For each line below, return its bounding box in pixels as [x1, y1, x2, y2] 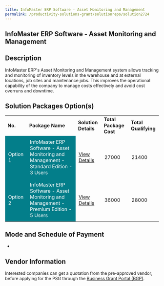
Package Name [29, 122, 65, 129]
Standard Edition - [30, 163, 72, 170]
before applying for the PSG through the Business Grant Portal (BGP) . [5, 276, 145, 282]
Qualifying [131, 125, 156, 132]
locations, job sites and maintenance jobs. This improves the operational [5, 77, 150, 83]
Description [5, 54, 41, 63]
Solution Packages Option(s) [5, 102, 94, 110]
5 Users [30, 212, 48, 219]
